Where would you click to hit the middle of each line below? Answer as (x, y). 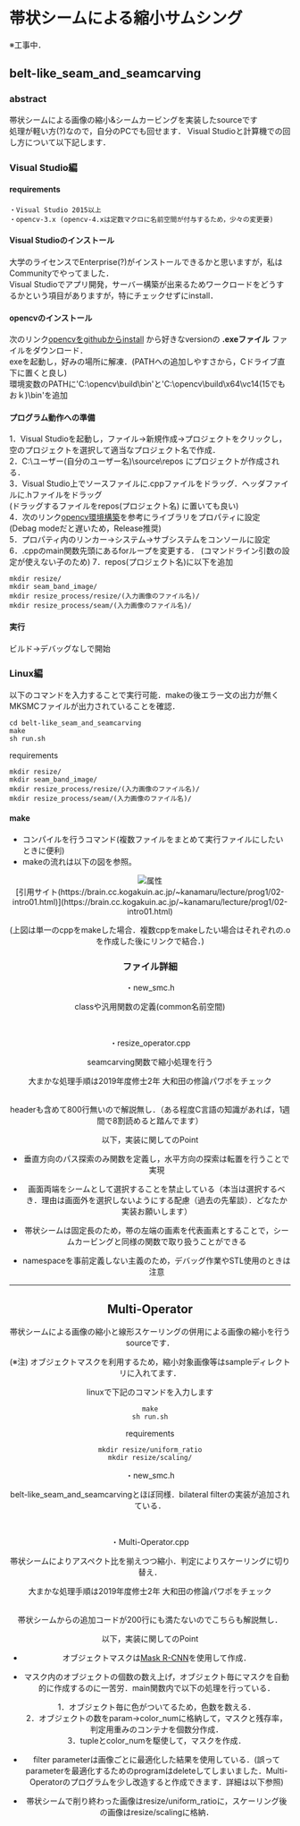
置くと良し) (46, 373)
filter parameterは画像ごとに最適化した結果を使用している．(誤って (156, 1760)
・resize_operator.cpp (150, 1043)
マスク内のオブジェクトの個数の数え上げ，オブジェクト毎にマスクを (149, 1677)
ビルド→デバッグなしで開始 (60, 648)
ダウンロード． (60, 351)
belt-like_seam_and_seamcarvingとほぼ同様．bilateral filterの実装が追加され (150, 1495)
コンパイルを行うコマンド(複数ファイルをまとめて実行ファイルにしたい (153, 840)
